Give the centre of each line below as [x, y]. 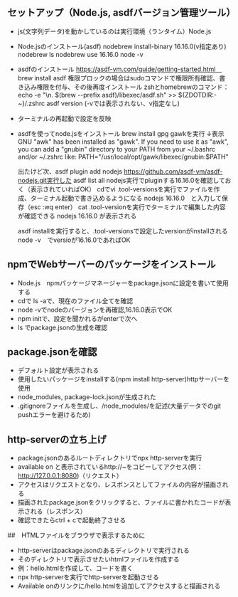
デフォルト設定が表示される [58, 370]
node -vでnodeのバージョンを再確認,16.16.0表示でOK [95, 310]
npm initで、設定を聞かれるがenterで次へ [77, 318]
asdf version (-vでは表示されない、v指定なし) [113, 103]
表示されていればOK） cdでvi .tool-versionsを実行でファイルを [122, 189]
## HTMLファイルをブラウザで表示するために [76, 535]
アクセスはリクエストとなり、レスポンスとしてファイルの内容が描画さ [120, 485]
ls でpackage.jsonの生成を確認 [63, 327]
